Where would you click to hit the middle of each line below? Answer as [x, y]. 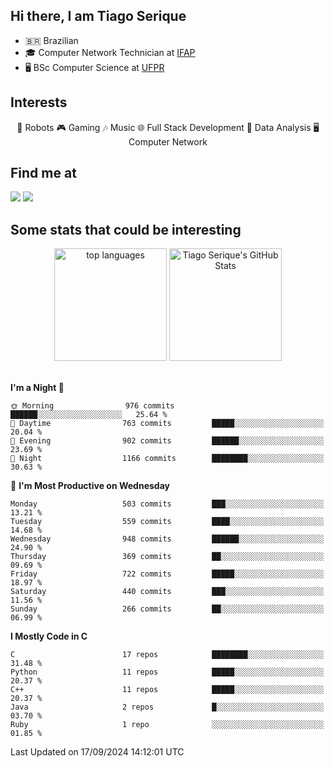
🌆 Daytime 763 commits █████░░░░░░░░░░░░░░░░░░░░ [167, 424]
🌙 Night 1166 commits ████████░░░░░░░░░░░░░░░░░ [167, 459]
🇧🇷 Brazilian [51, 40]
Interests [39, 102]
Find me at [43, 173]
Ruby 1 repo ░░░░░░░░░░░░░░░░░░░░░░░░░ [167, 725]
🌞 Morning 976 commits [92, 406]
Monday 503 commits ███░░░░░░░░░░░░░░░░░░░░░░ [167, 504]
